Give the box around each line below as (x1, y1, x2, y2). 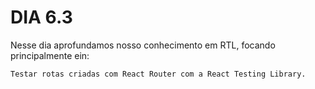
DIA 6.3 (10, 6, 73, 29)
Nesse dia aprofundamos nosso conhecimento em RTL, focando (10, 39, 276, 51)
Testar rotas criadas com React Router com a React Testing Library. (10, 69, 307, 79)
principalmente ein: (10, 49, 90, 61)
